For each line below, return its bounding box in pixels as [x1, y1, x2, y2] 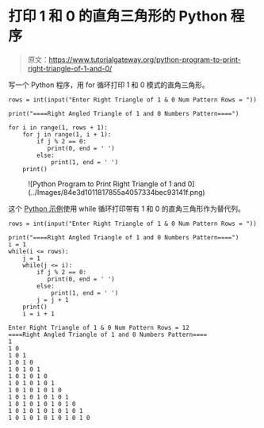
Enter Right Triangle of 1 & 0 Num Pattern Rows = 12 [8, 323, 190, 331]
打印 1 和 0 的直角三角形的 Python [8, 7, 228, 25]
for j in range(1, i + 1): [22, 130, 112, 139]
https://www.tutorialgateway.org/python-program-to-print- [48, 55, 242, 64]
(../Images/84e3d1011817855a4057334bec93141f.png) [28, 187, 205, 197]
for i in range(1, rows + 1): [8, 124, 109, 132]
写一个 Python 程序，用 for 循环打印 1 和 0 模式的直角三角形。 [8, 80, 210, 90]
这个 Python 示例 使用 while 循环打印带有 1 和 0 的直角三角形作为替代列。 [8, 204, 246, 213]
